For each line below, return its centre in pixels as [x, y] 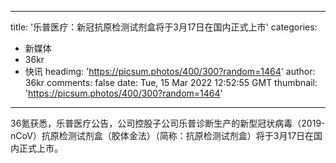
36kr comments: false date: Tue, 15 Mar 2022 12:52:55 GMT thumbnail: [171, 82]
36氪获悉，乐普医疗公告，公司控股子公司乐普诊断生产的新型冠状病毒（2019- [168, 123]
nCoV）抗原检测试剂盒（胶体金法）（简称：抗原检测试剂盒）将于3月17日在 [162, 135]
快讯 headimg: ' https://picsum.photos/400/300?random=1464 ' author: [170, 71]
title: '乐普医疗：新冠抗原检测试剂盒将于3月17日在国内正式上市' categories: [164, 27]
